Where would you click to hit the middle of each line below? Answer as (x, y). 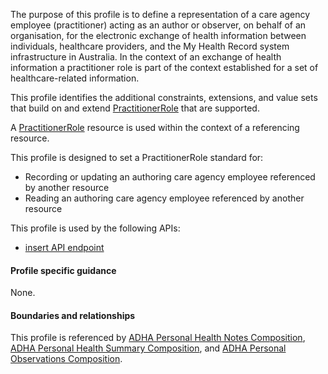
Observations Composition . (66, 359)
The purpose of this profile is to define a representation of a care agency (160, 14)
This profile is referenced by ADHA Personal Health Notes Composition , (158, 338)
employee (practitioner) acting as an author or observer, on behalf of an (158, 25)
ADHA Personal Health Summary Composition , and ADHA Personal (148, 348)
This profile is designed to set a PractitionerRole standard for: (137, 157)
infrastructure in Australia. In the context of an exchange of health (146, 57)
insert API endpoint (64, 247)
